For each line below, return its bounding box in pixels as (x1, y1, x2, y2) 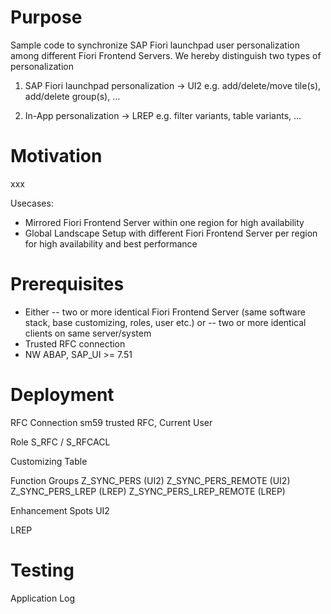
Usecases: (10, 197, 54, 209)
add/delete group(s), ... (24, 90, 121, 102)
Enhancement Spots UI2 (10, 504, 110, 516)
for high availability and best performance (24, 237, 198, 250)
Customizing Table (10, 455, 88, 467)
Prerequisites (10, 273, 125, 296)
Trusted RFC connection (24, 337, 126, 350)
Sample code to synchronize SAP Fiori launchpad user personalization (10, 39, 300, 51)
